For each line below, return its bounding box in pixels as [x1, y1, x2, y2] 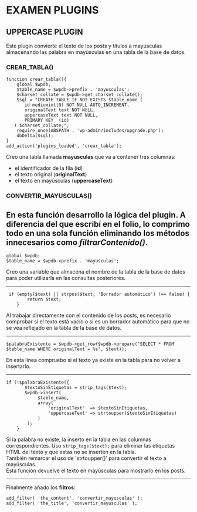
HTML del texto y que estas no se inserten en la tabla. [6, 449, 137, 456]
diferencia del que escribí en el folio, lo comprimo [6, 219, 190, 229]
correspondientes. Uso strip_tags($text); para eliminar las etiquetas [6, 442, 175, 449]
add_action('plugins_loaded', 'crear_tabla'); [6, 143, 122, 149]
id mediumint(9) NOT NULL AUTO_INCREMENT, [24, 102, 130, 108]
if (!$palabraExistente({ [6, 380, 69, 385]
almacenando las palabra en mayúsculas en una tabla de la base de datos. [6, 49, 186, 56]
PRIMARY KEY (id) [24, 118, 69, 124]
